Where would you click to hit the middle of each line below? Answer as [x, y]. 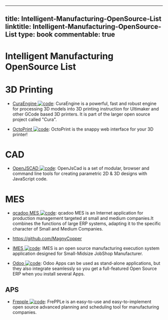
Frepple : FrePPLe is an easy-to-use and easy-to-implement [82, 302]
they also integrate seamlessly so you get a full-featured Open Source [84, 268]
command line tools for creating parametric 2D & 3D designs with [80, 173]
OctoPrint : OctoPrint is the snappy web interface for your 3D [83, 129]
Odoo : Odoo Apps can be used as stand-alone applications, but [86, 263]
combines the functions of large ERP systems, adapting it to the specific [86, 223]
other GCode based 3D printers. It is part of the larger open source [81, 114]
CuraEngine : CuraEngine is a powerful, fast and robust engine [84, 103]
